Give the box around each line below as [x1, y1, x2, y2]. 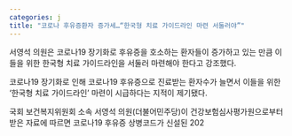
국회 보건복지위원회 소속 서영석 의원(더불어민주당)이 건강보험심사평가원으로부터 [9, 106, 284, 117]
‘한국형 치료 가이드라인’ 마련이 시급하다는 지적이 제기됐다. [9, 87, 208, 98]
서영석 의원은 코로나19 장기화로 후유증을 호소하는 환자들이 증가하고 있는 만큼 [9, 46, 273, 57]
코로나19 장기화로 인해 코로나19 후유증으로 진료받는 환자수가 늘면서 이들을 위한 [9, 76, 281, 87]
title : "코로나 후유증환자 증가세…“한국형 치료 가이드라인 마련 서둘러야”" [9, 21, 246, 30]
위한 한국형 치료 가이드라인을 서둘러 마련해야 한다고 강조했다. [25, 57, 237, 68]
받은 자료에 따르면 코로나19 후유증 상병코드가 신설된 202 [9, 117, 205, 128]
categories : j [9, 12, 62, 22]
